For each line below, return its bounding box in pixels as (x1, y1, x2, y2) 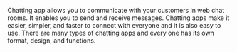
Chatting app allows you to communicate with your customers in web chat (7, 6, 225, 14)
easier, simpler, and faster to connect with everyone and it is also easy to (7, 21, 221, 29)
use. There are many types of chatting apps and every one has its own (7, 28, 215, 37)
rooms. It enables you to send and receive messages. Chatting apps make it (7, 14, 230, 22)
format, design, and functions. (7, 36, 96, 45)
